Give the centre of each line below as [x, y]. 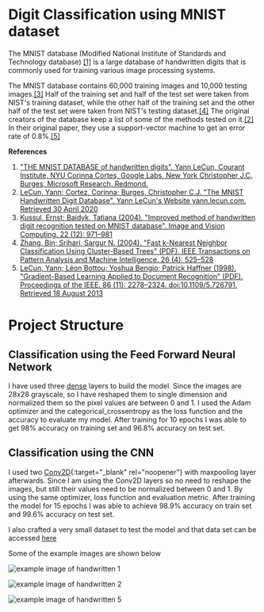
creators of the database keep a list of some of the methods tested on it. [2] [131, 119]
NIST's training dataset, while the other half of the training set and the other [132, 102]
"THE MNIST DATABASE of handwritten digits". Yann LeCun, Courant [132, 166]
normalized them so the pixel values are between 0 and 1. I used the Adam [130, 403]
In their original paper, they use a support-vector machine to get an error [127, 128]
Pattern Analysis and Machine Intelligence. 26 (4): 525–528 [117, 259]
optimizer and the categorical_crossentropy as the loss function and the [126, 411]
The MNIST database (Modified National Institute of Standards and [117, 53]
